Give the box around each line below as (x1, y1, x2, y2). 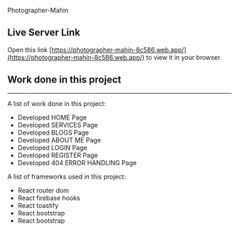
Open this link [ (7, 46, 52, 54)
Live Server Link (7, 26, 80, 38)
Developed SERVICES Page (17, 120, 98, 129)
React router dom (17, 186, 70, 194)
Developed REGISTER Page (17, 151, 98, 159)
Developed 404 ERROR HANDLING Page (17, 158, 137, 167)
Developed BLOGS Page (17, 128, 89, 137)
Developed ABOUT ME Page (17, 135, 102, 144)
